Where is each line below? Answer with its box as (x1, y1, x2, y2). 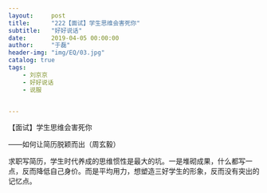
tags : (8, 64, 26, 72)
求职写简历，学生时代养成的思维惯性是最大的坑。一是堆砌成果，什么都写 (8, 156, 245, 166)
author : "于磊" (8, 41, 71, 49)
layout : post (8, 11, 66, 20)
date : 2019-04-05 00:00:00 (8, 33, 120, 42)
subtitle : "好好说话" (8, 26, 82, 34)
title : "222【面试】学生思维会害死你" (8, 19, 141, 27)
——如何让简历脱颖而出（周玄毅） (8, 140, 120, 149)
